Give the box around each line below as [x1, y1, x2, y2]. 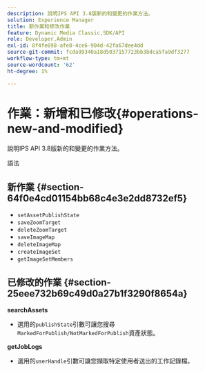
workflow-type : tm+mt [7, 55, 70, 62]
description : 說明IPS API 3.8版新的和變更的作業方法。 [7, 10, 154, 17]
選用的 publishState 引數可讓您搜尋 [17, 320, 115, 328]
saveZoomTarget [17, 219, 61, 226]
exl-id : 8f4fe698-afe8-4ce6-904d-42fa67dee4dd [7, 42, 144, 49]
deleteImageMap [17, 241, 61, 248]
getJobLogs [7, 343, 43, 351]
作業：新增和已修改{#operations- [7, 106, 199, 121]
